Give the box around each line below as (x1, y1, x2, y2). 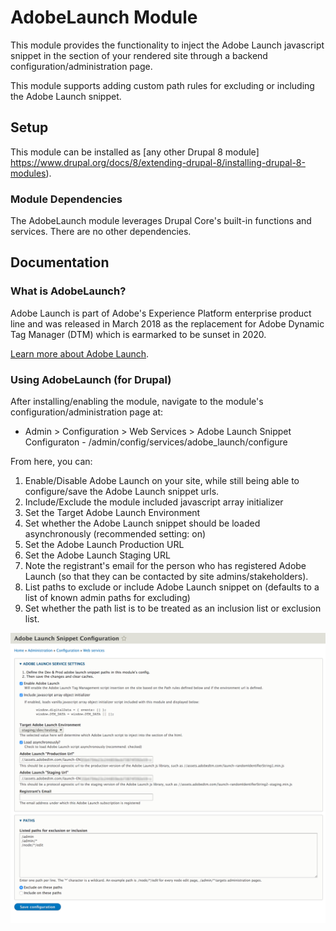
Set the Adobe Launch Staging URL (24, 549, 171, 561)
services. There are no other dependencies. (10, 226, 192, 238)
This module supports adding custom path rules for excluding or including (10, 79, 315, 91)
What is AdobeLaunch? (10, 284, 127, 298)
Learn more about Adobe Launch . (10, 347, 150, 360)
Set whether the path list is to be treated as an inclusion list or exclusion (24, 602, 322, 615)
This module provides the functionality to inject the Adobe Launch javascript (10, 39, 325, 51)
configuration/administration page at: (10, 406, 164, 418)
